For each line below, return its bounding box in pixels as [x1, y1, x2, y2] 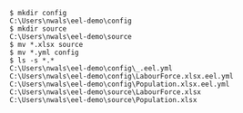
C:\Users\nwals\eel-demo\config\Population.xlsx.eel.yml [9, 80, 230, 89]
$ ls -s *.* [9, 56, 55, 65]
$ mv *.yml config [9, 48, 79, 57]
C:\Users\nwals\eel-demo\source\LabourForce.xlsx [9, 88, 202, 97]
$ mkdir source [9, 24, 67, 33]
